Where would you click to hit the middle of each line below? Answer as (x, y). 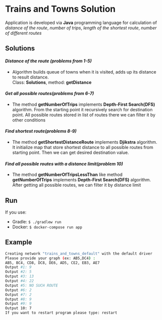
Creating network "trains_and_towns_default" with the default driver (79, 253)
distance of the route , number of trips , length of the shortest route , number (81, 27)
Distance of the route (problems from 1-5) (48, 61)
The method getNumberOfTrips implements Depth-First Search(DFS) (84, 104)
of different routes (23, 33)
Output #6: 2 (18, 290)
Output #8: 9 (18, 299)
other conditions (29, 120)
